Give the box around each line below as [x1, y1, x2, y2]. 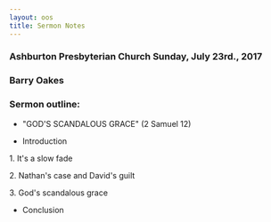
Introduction [21, 135, 68, 147]
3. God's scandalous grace [9, 187, 109, 198]
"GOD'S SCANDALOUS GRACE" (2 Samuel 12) [21, 118, 192, 129]
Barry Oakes [9, 75, 64, 87]
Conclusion [21, 204, 64, 215]
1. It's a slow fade [9, 153, 73, 163]
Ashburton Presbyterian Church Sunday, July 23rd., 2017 [9, 51, 263, 63]
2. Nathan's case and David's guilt [9, 170, 135, 180]
